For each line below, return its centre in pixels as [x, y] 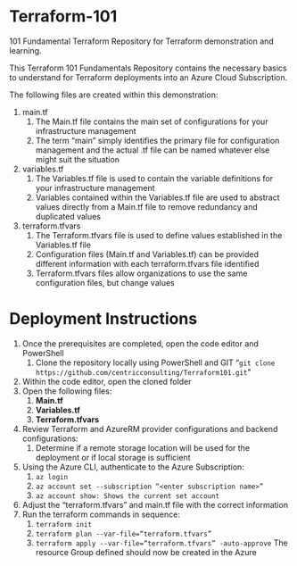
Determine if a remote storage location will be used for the [143, 447]
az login [52, 477]
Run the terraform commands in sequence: [101, 514]
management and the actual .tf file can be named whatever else [153, 150]
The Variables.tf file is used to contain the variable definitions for [154, 178]
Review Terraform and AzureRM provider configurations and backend [150, 429]
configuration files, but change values [105, 282]
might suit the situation [78, 159]
